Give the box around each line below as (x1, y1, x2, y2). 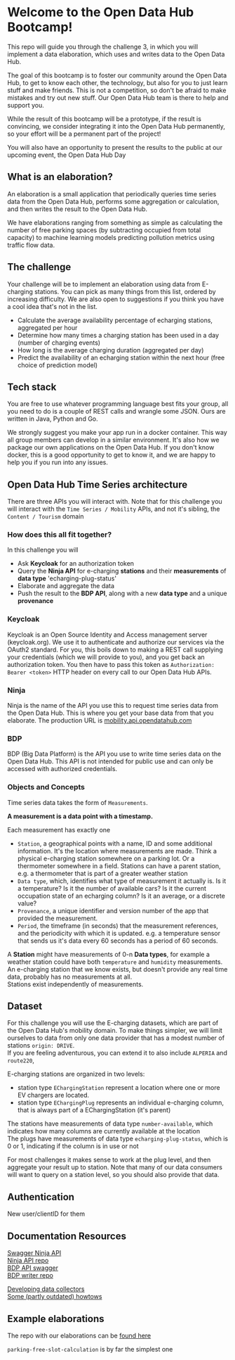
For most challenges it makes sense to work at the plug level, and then (7, 1155, 211, 1164)
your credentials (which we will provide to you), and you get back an (7, 652, 205, 661)
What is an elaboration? (7, 171, 114, 183)
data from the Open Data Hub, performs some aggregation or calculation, (7, 197, 220, 205)
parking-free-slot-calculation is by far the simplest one (7, 1345, 173, 1353)
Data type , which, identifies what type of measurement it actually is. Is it (17, 877, 227, 885)
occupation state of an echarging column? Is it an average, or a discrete (17, 891, 226, 900)
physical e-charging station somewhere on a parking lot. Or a (17, 854, 195, 863)
